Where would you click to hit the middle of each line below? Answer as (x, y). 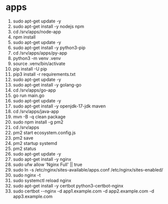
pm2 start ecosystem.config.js (44, 132)
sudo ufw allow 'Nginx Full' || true (47, 164)
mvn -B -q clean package (39, 116)
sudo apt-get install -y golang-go (47, 84)
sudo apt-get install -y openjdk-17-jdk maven (59, 106)
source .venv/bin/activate (39, 63)
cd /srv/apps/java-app (36, 111)
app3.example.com (33, 196)
